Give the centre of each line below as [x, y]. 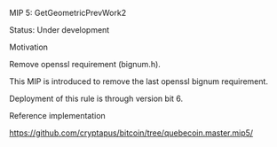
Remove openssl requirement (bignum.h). [85, 64]
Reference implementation [58, 116]
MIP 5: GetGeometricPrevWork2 [68, 13]
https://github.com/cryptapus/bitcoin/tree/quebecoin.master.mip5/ [131, 133]
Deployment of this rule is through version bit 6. [96, 98]
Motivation [29, 47]
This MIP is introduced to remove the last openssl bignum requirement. [139, 81]
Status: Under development [59, 30]
